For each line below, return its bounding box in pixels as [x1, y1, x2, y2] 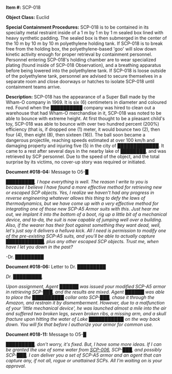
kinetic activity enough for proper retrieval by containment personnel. [6, 51, 153, 57]
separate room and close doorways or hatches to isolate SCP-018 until [6, 79, 155, 84]
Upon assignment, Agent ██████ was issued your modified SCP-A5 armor [6, 284, 166, 289]
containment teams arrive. [6, 84, 61, 90]
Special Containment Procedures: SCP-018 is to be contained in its [6, 24, 149, 30]
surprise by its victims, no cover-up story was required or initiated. [6, 159, 146, 165]
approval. [6, 363, 26, 369]
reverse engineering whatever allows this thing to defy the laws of [6, 195, 145, 201]
